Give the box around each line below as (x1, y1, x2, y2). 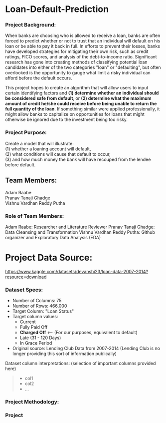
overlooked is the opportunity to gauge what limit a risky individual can (5, 70, 151, 76)
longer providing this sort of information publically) (12, 351, 117, 357)
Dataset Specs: (5, 286, 43, 293)
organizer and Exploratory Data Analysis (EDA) (5, 234, 101, 240)
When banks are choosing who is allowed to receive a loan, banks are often (5, 32, 161, 38)
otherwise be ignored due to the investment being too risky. (5, 116, 128, 123)
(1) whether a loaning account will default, (5, 146, 91, 152)
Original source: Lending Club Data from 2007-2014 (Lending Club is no (12, 346, 161, 352)
